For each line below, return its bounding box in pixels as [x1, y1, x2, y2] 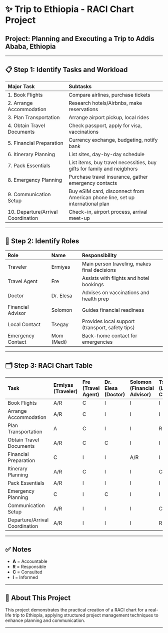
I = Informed [12, 574, 38, 580]
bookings [81, 281, 104, 288]
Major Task [7, 83, 35, 90]
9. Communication [7, 191, 51, 198]
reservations [68, 106, 98, 113]
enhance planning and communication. [5, 617, 85, 623]
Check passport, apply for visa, [68, 122, 142, 129]
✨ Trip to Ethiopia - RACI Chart [5, 4, 134, 15]
